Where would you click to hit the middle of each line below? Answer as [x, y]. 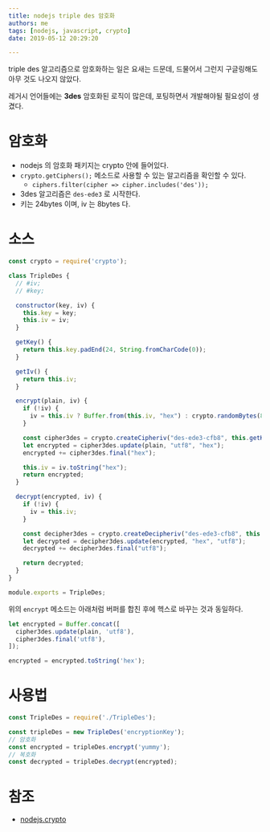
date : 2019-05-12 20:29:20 [53, 38]
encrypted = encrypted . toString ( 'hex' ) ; [77, 661]
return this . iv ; [50, 379]
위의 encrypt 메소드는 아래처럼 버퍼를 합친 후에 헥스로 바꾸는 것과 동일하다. [126, 609]
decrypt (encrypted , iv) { [59, 497]
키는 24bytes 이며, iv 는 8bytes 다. [75, 204]
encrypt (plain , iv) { [52, 401]
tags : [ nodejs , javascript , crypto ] [70, 31]
